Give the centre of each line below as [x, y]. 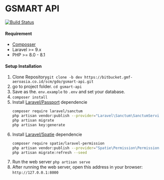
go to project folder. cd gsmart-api [47, 87]
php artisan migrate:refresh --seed [49, 152]
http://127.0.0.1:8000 [35, 173]
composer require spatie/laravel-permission [58, 143]
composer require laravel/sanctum [47, 111]
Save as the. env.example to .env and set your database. [69, 92]
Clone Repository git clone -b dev [47, 77]
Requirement [19, 33]
